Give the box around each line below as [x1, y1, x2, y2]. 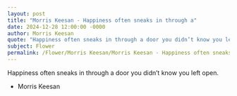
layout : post [7, 10, 46, 18]
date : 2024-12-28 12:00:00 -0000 [7, 23, 106, 30]
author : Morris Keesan [7, 29, 74, 37]
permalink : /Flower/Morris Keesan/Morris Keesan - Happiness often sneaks [7, 50, 232, 57]
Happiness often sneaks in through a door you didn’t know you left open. [7, 68, 219, 77]
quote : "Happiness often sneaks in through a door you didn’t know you [7, 36, 222, 43]
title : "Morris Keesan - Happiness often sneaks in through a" [7, 17, 197, 24]
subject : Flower [7, 43, 55, 50]
